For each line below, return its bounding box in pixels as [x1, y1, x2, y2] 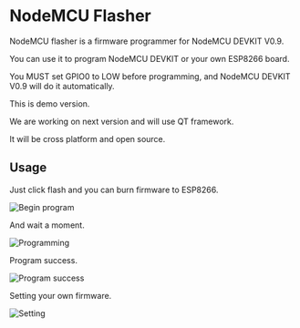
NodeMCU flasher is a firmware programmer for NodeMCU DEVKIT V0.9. [9, 36, 284, 46]
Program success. [9, 254, 78, 265]
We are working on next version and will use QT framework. [9, 116, 234, 127]
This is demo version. [9, 97, 90, 109]
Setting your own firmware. [9, 290, 112, 301]
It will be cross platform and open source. [9, 133, 166, 144]
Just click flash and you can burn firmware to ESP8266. [9, 184, 219, 195]
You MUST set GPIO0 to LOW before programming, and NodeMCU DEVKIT [9, 70, 291, 82]
